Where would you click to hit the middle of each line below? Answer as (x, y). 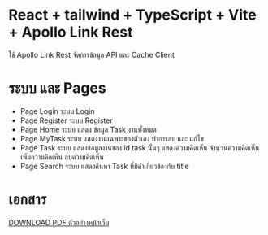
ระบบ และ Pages (58, 88)
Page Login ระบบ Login (57, 111)
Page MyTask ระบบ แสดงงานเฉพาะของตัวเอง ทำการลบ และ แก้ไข (112, 138)
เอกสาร (28, 200)
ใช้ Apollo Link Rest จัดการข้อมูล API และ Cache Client (91, 54)
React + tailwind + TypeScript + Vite (133, 15)
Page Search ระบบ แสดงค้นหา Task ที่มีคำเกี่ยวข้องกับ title (104, 166)
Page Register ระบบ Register (66, 120)
